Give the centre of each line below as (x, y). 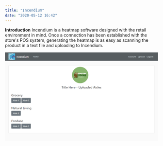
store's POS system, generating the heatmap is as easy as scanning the (77, 40)
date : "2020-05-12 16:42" (31, 15)
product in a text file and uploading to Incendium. (54, 45)
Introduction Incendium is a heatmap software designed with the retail (76, 30)
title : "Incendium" (25, 10)
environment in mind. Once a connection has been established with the (76, 35)
